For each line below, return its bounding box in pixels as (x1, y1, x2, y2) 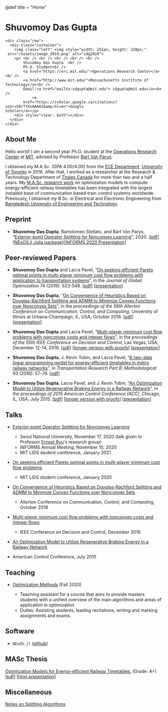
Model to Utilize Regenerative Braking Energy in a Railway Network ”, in (12, 386, 158, 392)
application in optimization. (19, 602, 76, 608)
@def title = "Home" (5, 5, 47, 10)
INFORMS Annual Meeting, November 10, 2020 (19, 444, 117, 450)
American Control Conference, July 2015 (12, 554, 96, 560)
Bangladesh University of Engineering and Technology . (5, 200, 118, 207)
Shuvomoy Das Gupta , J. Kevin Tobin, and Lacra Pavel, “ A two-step (12, 354, 152, 361)
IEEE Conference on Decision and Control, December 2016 (19, 529, 141, 535)
